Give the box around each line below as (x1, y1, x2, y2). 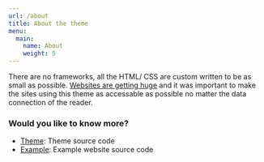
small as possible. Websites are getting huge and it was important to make (8, 80, 257, 90)
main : (15, 34, 35, 43)
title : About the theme (8, 19, 89, 28)
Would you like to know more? (8, 117, 130, 129)
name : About (23, 42, 63, 50)
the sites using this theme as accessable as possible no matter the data (8, 89, 247, 98)
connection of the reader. (8, 98, 93, 107)
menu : (8, 27, 27, 35)
